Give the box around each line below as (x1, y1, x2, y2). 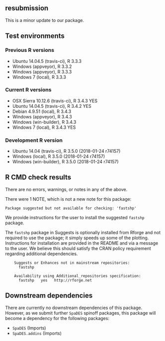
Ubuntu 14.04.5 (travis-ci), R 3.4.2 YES (12, 103, 92, 109)
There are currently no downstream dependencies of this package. (5, 305, 143, 311)
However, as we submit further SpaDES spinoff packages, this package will (5, 310, 156, 316)
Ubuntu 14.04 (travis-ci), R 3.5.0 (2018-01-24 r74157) (12, 148, 121, 154)
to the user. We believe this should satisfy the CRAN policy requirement (5, 245, 152, 251)
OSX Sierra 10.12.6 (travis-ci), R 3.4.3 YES (12, 97, 98, 104)
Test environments (5, 32, 65, 40)
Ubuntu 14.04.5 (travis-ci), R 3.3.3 (12, 58, 82, 64)
